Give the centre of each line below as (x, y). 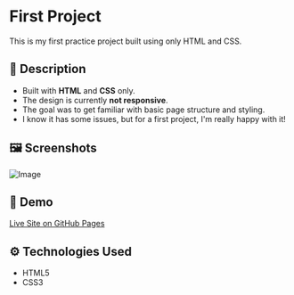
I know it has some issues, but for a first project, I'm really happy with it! (154, 119)
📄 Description (48, 69)
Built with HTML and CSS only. (78, 90)
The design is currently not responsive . (95, 100)
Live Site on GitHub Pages (57, 224)
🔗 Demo (31, 202)
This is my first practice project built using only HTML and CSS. (126, 41)
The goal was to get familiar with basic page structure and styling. (143, 110)
